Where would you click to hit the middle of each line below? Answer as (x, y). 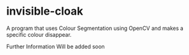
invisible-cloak (45, 11)
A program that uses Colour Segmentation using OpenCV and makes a (95, 28)
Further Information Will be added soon (55, 46)
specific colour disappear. (39, 34)
